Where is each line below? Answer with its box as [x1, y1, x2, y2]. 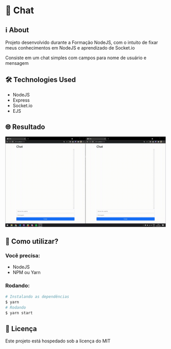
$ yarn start [5, 310, 33, 315]
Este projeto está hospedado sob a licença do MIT [5, 338, 111, 344]
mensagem [5, 60, 29, 66]
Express [12, 97, 30, 103]
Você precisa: [5, 252, 40, 259]
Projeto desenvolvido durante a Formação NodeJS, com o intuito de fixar [5, 39, 158, 45]
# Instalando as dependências [5, 294, 70, 300]
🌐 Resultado [5, 122, 45, 132]
